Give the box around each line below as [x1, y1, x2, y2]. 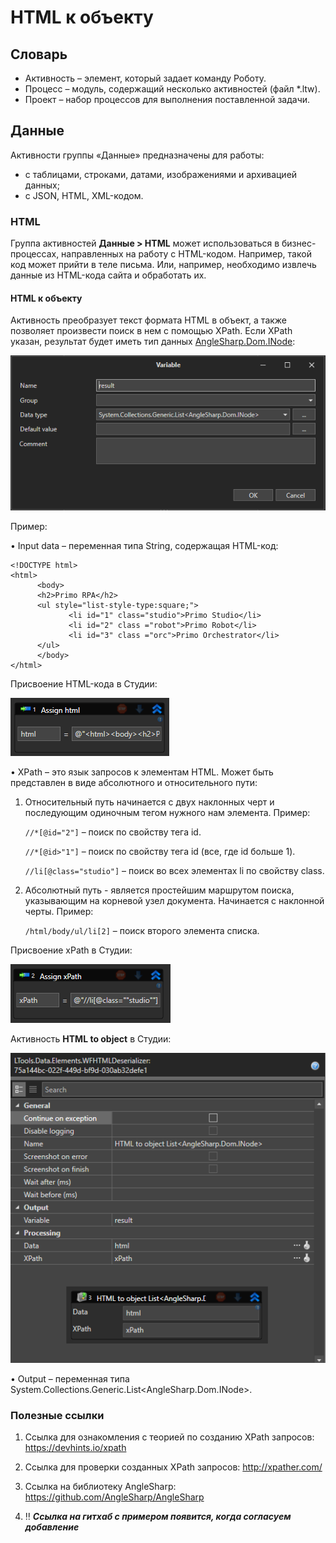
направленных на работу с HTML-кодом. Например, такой [61, 248, 312, 260]
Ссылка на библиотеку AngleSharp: [24, 1481, 177, 1493]
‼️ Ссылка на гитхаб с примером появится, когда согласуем [24, 1511, 292, 1523]
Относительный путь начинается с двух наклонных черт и [24, 796, 275, 808]
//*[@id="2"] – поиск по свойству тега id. [24, 826, 202, 838]
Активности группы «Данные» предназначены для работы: [10, 149, 265, 161]
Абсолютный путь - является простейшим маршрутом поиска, [24, 884, 295, 896]
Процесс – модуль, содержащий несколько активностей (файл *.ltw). [24, 83, 321, 95]
